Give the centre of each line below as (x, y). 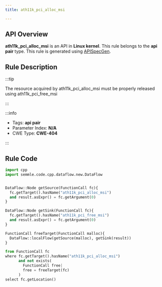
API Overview (27, 35)
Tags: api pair (26, 123)
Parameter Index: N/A (34, 128)
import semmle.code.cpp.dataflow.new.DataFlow (54, 174)
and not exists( (35, 261)
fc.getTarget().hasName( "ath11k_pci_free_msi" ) (60, 215)
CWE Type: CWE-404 (35, 133)
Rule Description (31, 67)
